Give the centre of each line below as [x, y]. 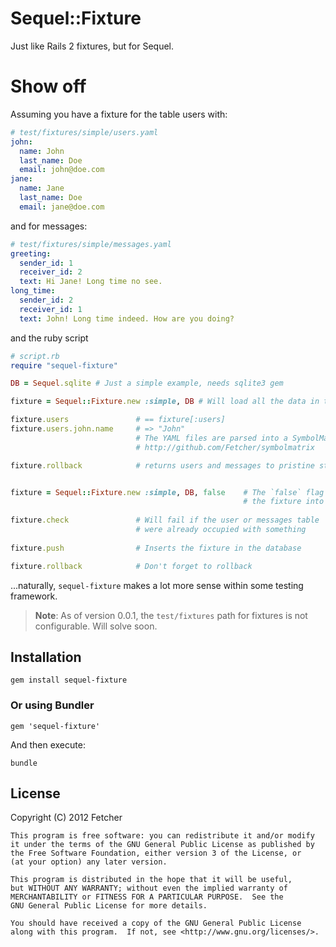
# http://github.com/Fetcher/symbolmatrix [225, 447]
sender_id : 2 [46, 300]
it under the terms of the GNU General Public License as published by [162, 845]
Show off [48, 86]
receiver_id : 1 [51, 309]
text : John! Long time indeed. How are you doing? [127, 318]
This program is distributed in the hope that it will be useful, [151, 880]
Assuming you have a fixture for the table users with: [119, 114]
